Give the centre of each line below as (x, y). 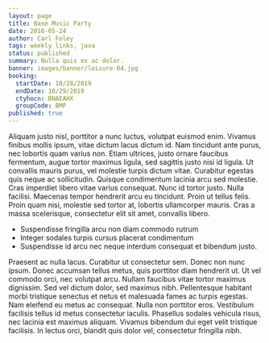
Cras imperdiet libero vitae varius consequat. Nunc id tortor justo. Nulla (126, 188)
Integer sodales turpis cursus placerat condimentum (107, 238)
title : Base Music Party (50, 23)
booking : (23, 76)
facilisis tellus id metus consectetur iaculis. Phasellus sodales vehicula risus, (135, 313)
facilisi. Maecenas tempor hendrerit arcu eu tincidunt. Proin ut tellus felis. (130, 196)
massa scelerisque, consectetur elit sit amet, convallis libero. (110, 213)
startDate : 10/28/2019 (54, 83)
